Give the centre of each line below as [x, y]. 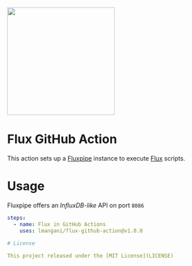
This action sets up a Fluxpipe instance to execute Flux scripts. [96, 158]
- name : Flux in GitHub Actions [60, 224]
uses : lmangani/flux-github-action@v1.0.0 [81, 231]
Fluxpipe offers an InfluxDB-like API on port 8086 [76, 205]
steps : [17, 218]
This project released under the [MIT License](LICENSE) [90, 256]
